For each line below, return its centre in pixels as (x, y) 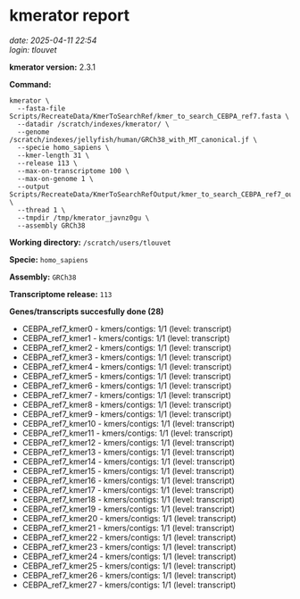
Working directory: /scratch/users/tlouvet (90, 242)
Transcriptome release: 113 (61, 294)
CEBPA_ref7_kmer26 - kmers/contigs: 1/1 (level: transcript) (129, 575)
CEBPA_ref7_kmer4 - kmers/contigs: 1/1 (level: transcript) (127, 366)
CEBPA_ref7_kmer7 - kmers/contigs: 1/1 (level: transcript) (127, 395)
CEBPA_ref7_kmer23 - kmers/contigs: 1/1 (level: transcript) (129, 546)
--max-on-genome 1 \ (55, 179)
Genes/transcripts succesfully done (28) (87, 311)
